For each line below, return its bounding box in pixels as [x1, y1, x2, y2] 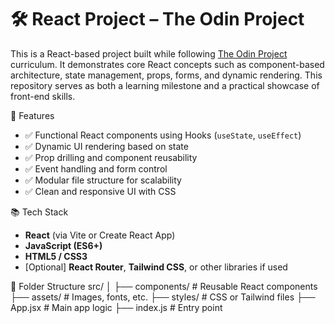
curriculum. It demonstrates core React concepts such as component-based [10, 58, 325, 70]
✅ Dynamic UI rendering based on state [24, 140, 189, 152]
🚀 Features [10, 109, 55, 121]
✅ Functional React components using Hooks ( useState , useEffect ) [24, 129, 302, 141]
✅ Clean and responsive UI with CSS [24, 185, 177, 197]
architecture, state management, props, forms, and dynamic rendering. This [10, 69, 323, 81]
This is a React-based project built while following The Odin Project [10, 47, 288, 60]
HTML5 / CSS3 [24, 250, 88, 262]
